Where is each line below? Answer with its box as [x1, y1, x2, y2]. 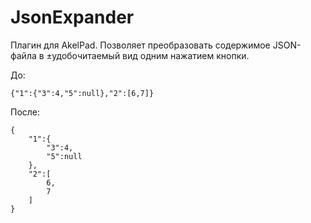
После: [10, 106, 41, 118]
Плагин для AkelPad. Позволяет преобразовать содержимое [10, 39, 271, 51]
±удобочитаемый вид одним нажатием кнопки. [46, 49, 250, 61]
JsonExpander [10, 6, 135, 29]
